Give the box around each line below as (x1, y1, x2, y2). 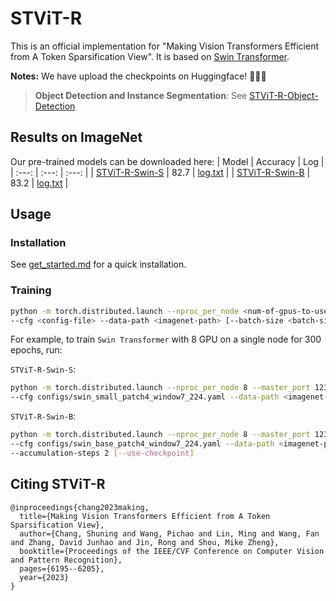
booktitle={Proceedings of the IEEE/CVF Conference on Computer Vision (19, 546, 325, 556)
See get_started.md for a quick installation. (10, 258, 187, 271)
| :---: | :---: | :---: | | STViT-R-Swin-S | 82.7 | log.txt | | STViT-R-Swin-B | (10, 166, 311, 178)
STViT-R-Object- (249, 89, 319, 101)
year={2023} (19, 572, 70, 582)
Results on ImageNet (10, 129, 143, 146)
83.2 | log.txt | (10, 177, 69, 189)
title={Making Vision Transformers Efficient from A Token (19, 511, 271, 521)
